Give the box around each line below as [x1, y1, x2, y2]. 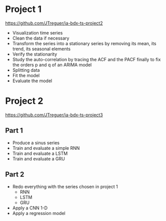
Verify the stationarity [12, 51, 57, 57]
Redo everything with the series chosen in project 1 [12, 183, 118, 189]
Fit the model [12, 72, 40, 78]
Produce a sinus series [12, 139, 60, 146]
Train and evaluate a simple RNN [12, 145, 80, 151]
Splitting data [12, 67, 40, 73]
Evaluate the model [12, 78, 52, 84]
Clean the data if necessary [12, 35, 69, 41]
